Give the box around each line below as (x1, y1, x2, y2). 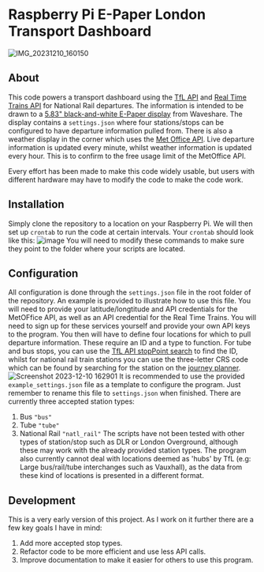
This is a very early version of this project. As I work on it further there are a (8, 515, 255, 525)
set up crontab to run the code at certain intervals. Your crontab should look (8, 227, 255, 236)
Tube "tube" (19, 420, 60, 430)
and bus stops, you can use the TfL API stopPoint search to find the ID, (8, 346, 238, 356)
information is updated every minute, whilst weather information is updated (8, 142, 252, 152)
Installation (8, 198, 65, 211)
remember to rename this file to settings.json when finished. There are (8, 389, 242, 398)
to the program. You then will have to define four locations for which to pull (8, 329, 251, 339)
